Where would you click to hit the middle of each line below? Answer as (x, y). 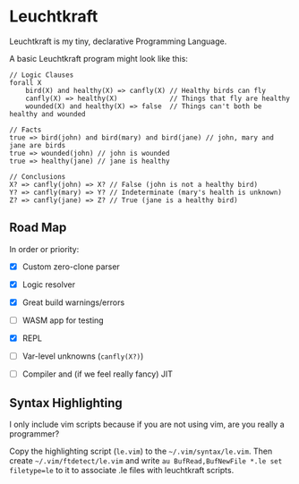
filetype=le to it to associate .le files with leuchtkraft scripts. (122, 470)
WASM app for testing (63, 320)
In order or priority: (44, 249)
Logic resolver (49, 284)
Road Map (38, 228)
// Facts (26, 130)
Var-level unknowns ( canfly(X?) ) (83, 356)
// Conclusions (38, 176)
